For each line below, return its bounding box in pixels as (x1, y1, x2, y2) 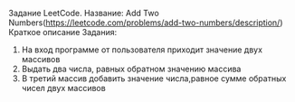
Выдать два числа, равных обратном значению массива (21, 63, 242, 74)
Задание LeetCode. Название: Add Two (8, 8, 159, 18)
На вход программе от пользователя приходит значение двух (21, 44, 263, 55)
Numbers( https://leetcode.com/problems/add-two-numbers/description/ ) (8, 17, 283, 28)
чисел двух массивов (21, 83, 106, 93)
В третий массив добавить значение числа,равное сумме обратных (21, 73, 287, 84)
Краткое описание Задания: (8, 27, 118, 37)
